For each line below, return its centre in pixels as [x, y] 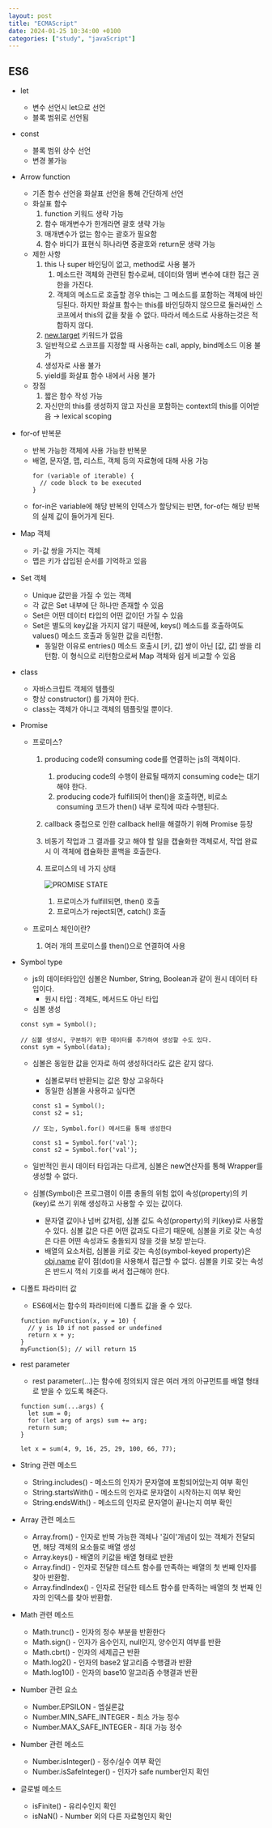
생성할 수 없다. [55, 1176]
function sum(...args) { [62, 1407]
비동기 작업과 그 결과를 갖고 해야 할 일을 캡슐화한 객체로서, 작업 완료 [151, 841]
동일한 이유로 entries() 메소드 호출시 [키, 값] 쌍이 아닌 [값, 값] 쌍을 [149, 646]
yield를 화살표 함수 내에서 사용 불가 [100, 376]
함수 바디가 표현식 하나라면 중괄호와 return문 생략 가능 [130, 244]
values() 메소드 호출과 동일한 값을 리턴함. [98, 636]
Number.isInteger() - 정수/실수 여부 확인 [97, 1762]
